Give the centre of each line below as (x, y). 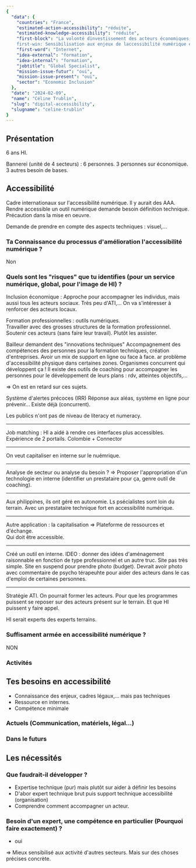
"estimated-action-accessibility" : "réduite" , (74, 28)
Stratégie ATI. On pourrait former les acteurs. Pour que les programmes (92, 596)
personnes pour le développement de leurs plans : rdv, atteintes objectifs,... (97, 376)
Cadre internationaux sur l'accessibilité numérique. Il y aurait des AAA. (91, 203)
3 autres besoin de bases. (37, 170)
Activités (19, 663)
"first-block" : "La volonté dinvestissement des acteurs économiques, (104, 39)
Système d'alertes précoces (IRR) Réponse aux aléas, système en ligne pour (98, 398)
